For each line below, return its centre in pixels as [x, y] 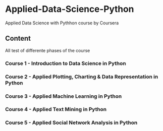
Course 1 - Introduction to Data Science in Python [66, 63]
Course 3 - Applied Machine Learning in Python [64, 96]
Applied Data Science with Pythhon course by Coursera [62, 23]
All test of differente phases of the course [48, 50]
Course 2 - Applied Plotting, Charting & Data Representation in [82, 76]
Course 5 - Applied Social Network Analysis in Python [71, 123]
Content [18, 38]
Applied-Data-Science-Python [70, 9]
